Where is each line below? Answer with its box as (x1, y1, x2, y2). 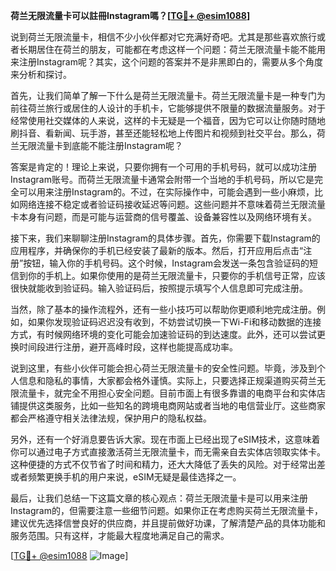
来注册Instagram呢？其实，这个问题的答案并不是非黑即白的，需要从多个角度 (10, 56, 323, 68)
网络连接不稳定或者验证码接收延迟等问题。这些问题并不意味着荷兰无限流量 (18, 199, 326, 210)
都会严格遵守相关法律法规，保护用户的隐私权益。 (10, 412, 212, 424)
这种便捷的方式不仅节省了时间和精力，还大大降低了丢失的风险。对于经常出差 (10, 459, 326, 470)
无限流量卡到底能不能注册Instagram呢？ (18, 140, 183, 151)
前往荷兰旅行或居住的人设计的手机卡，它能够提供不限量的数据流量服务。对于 (10, 102, 326, 114)
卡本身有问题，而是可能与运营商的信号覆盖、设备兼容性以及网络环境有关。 (10, 211, 317, 223)
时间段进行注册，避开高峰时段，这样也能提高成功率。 (18, 341, 238, 353)
